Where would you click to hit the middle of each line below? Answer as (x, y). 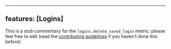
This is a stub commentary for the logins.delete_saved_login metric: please (85, 31)
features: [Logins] (34, 19)
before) (13, 41)
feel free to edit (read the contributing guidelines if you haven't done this (81, 36)
